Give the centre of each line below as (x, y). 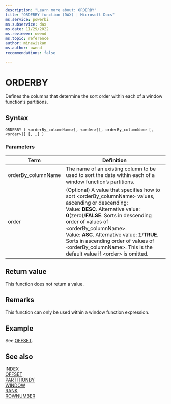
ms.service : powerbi (27, 19)
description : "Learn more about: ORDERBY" (51, 10)
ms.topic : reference (27, 39)
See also (19, 357)
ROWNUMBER (20, 396)
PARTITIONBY (20, 380)
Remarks (20, 300)
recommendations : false (31, 53)
